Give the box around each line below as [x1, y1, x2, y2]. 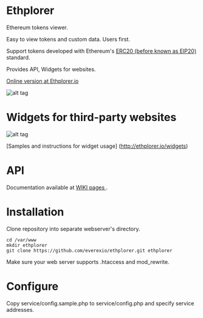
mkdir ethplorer [6, 242, 47, 248]
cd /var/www [6, 237, 36, 243]
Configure [6, 279, 59, 293]
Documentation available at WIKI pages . [6, 184, 108, 191]
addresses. [6, 306, 35, 313]
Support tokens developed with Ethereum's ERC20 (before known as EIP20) [6, 47, 197, 55]
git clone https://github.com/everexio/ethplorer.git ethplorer [6, 247, 173, 254]
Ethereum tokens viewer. [6, 24, 69, 31]
